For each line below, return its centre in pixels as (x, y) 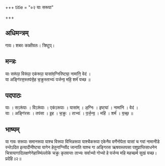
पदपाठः (13, 96)
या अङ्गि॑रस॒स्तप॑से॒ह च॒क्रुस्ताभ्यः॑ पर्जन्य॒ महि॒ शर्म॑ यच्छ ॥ (48, 79)
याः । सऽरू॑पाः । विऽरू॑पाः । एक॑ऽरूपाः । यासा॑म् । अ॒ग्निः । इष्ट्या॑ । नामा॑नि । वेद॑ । (72, 107)
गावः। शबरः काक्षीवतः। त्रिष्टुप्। (30, 45)
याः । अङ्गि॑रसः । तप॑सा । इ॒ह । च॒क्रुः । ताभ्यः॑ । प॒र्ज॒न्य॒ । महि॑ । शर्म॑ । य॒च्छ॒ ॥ (69, 114)
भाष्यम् (12, 129)
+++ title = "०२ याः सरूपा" (30, 7)
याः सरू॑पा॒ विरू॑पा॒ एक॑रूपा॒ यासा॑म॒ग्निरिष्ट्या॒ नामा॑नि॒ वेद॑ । (48, 74)
